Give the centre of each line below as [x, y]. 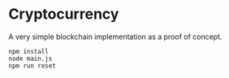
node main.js [30, 58]
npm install [28, 51]
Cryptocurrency [64, 14]
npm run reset [32, 66]
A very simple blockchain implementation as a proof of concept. [115, 37]
